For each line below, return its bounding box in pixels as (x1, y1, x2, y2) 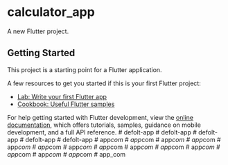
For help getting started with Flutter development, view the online (7, 113, 194, 121)
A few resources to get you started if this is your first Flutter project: (7, 79, 201, 87)
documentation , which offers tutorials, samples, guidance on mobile (7, 121, 201, 129)
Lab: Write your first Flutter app (17, 92, 107, 101)
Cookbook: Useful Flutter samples (17, 100, 115, 108)
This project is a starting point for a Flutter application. (7, 65, 162, 73)
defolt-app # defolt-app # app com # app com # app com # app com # (25, 135, 221, 144)
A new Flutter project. (7, 27, 69, 35)
